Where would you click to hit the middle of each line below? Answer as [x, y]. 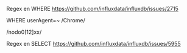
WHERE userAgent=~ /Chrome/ [46, 20]
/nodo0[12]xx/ [24, 32]
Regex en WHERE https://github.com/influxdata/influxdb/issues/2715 [92, 9]
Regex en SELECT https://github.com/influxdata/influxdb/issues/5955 [94, 44]
